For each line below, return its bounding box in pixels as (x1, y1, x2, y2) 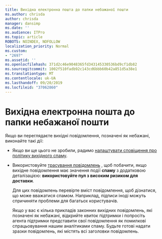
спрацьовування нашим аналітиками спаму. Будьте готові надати (12, 223, 151, 229)
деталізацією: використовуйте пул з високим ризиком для (12, 173, 138, 179)
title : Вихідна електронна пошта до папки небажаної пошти (5, 7, 129, 12)
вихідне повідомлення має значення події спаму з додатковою (12, 168, 146, 174)
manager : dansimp (5, 21, 41, 26)
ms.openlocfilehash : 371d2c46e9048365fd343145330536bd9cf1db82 (5, 62, 137, 67)
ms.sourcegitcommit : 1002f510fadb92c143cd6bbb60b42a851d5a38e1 (5, 67, 137, 72)
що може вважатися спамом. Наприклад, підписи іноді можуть (12, 193, 146, 199)
